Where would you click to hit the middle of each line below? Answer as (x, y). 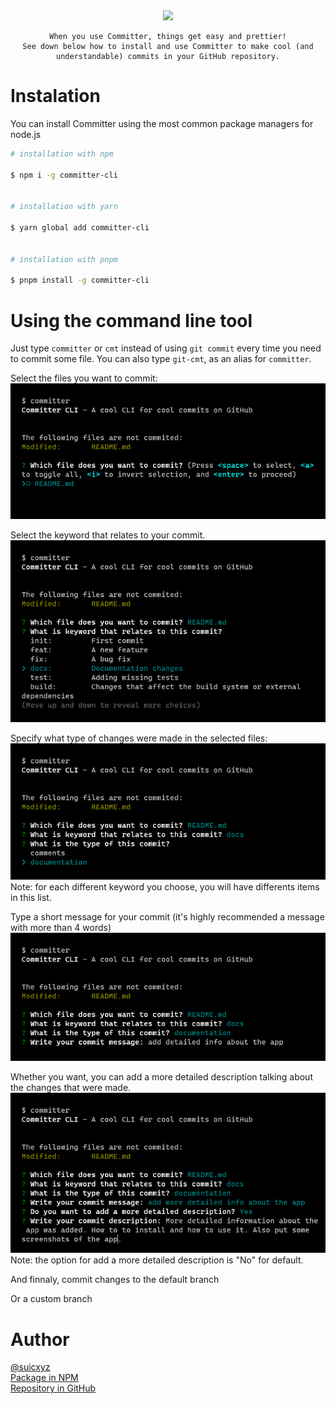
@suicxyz (30, 1367)
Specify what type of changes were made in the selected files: (139, 738)
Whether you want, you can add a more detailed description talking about (161, 1077)
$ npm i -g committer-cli (64, 175)
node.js (26, 134)
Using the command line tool (131, 320)
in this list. (31, 897)
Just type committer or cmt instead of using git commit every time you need (166, 348)
